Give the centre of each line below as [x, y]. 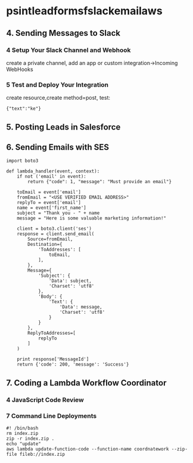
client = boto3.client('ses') [55, 229]
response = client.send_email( [56, 234]
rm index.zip [22, 433]
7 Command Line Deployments [52, 416]
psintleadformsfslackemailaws [84, 11]
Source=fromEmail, [50, 239]
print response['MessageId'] [53, 359]
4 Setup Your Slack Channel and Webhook [69, 50]
